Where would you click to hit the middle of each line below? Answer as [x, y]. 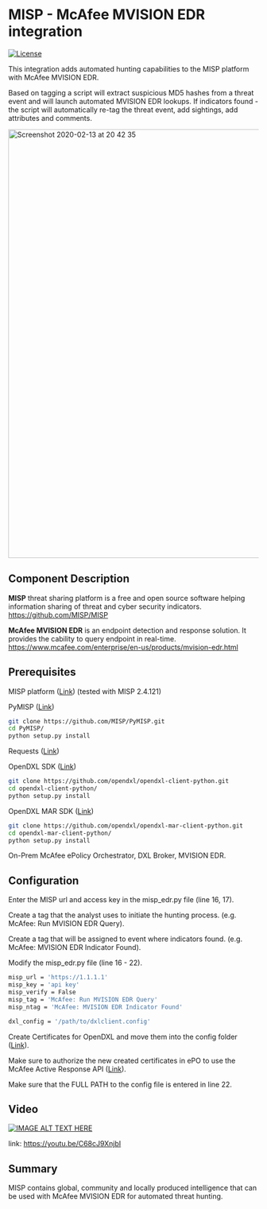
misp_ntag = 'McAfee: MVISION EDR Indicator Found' [95, 1007]
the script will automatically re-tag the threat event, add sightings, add [123, 110]
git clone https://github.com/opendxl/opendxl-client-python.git [118, 781]
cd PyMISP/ [26, 729]
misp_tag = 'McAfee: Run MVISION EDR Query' [83, 999]
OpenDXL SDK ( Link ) [43, 767]
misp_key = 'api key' [44, 985]
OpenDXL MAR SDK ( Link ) [51, 811]
